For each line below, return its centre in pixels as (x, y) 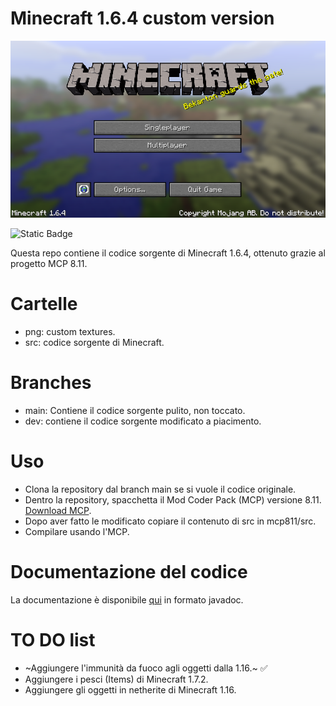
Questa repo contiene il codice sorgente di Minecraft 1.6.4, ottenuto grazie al (168, 253)
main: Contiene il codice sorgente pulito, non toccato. (135, 411)
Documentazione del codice (129, 572)
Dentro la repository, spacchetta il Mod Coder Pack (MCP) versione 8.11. (173, 500)
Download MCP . (58, 511)
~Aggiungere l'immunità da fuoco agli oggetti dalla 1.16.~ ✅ (146, 668)
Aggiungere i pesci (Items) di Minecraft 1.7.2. (116, 679)
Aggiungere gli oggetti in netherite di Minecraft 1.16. (130, 689)
